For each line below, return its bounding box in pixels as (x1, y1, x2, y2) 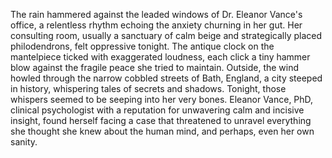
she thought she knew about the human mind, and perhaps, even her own (10, 125, 315, 137)
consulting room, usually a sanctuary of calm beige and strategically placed (10, 30, 322, 41)
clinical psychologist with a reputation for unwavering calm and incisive (10, 104, 305, 116)
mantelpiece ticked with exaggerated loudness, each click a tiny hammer (10, 51, 311, 63)
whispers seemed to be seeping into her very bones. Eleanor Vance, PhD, (10, 94, 314, 105)
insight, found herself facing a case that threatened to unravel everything (10, 115, 312, 126)
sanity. (10, 136, 38, 148)
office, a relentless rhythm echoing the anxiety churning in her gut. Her (10, 19, 303, 31)
